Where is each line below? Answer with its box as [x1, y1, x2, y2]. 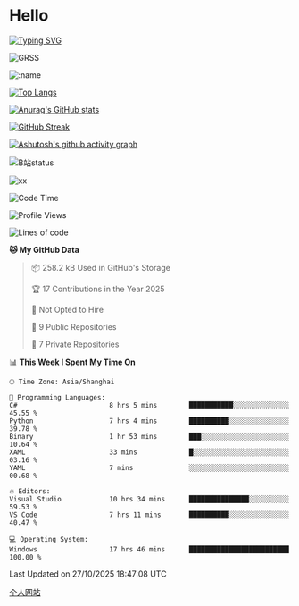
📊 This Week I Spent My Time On [9, 357, 136, 367]
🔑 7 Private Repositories [30, 339, 120, 349]
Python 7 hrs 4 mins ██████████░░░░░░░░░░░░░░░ [9, 417, 290, 425]
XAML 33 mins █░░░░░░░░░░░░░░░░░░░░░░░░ [9, 448, 290, 457]
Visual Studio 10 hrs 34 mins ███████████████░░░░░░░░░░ [9, 494, 290, 503]
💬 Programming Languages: [9, 392, 105, 402]
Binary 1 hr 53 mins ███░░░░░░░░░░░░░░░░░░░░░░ [9, 432, 290, 441]
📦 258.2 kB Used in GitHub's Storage [30, 262, 171, 273]
